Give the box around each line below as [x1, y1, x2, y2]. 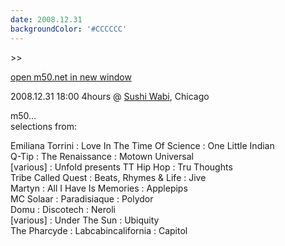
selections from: [10, 120, 77, 132]
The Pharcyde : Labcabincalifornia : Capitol [10, 224, 188, 236]
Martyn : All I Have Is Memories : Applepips [10, 182, 188, 194]
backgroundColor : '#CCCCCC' [10, 24, 128, 34]
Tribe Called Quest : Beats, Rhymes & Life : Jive [10, 171, 207, 183]
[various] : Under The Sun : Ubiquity [10, 214, 160, 226]
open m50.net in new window [10, 71, 132, 83]
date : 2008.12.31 [10, 14, 83, 25]
